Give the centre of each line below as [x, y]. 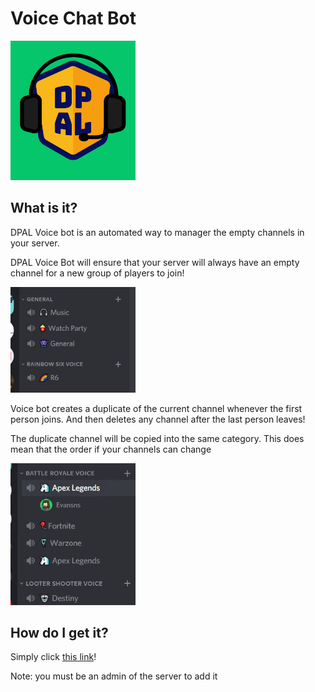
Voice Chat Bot [73, 18]
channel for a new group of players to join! [97, 273]
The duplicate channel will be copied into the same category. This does [157, 438]
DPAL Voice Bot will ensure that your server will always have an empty [155, 262]
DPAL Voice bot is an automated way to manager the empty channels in [157, 232]
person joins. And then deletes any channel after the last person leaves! [158, 419]
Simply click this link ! [53, 657]
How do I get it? [59, 632]
